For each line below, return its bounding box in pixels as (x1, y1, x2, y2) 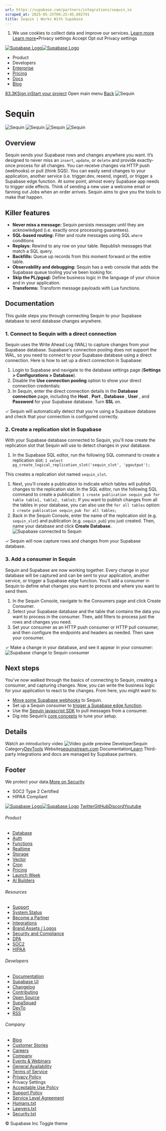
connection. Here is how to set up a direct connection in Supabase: (5, 357, 143, 363)
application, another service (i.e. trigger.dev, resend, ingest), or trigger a (5, 173, 153, 179)
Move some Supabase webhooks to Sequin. (12, 697, 103, 703)
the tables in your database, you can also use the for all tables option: (12, 502, 161, 508)
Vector (12, 856, 26, 862)
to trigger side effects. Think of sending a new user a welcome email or (5, 184, 151, 190)
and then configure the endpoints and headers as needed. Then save (12, 629, 154, 636)
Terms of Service (12, 1068, 48, 1074)
